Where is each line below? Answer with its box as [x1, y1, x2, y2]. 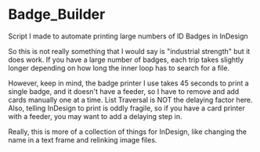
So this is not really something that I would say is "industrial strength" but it [8, 46, 251, 56]
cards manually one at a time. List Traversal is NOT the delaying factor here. [8, 95, 253, 104]
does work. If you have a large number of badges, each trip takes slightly [8, 55, 244, 64]
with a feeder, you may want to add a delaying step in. [8, 111, 182, 121]
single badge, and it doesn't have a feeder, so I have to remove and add [8, 86, 240, 96]
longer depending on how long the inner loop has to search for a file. [8, 63, 229, 72]
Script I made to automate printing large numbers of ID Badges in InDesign [8, 31, 248, 41]
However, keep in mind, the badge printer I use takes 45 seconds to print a [8, 78, 249, 88]
